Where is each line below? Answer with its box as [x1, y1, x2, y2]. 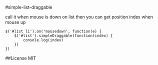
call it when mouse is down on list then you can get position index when [5, 14, 153, 19]
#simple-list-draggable [5, 4, 52, 10]
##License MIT [5, 55, 36, 61]
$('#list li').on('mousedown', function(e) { [5, 29, 101, 34]
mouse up [5, 19, 26, 25]
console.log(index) [23, 37, 64, 42]
